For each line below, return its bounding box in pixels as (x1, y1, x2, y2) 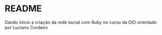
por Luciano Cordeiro (4, 24, 48, 30)
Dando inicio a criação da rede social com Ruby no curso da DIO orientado (4, 19, 157, 25)
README (4, 3, 42, 14)
